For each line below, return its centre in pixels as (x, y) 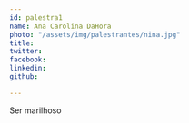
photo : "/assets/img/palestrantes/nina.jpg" (95, 34)
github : (24, 77)
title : (22, 43)
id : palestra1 (36, 18)
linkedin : (28, 69)
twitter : (26, 52)
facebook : (28, 60)
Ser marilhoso (35, 110)
